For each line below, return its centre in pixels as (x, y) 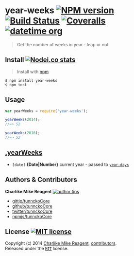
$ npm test (16, 85)
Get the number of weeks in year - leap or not (63, 44)
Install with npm (33, 72)
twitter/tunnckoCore (32, 211)
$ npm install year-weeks (31, 80)
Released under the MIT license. (37, 249)
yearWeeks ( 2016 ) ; (23, 133)
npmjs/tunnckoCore (32, 216)
